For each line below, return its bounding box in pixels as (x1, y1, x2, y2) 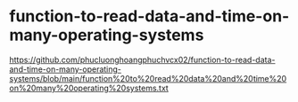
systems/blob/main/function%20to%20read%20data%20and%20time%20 (9, 73, 287, 83)
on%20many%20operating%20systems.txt (9, 82, 170, 93)
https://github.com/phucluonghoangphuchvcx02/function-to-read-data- (9, 54, 276, 65)
